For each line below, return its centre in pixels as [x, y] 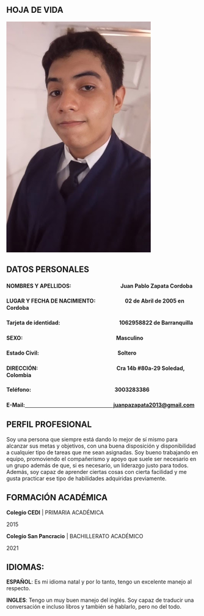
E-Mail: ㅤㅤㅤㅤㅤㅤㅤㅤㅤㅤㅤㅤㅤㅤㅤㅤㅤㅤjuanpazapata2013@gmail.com [100, 405]
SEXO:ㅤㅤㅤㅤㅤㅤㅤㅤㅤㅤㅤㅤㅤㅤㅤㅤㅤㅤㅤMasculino [75, 338]
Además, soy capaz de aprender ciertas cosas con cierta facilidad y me [97, 471]
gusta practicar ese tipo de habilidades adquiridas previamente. [86, 478]
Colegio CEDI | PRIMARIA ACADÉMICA [55, 512]
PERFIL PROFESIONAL [49, 425]
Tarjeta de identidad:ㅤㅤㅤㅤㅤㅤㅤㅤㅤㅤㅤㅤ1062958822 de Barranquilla [100, 322]
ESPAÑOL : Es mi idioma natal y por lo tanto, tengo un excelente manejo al [99, 582]
